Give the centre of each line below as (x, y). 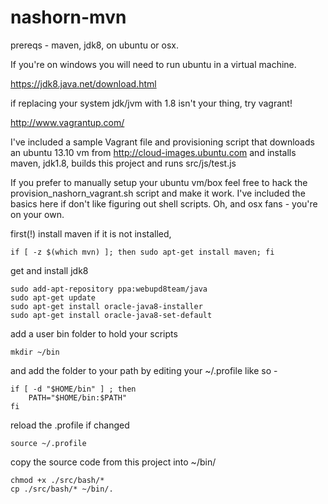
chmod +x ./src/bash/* (57, 480)
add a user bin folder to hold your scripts (94, 333)
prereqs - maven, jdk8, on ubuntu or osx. (94, 45)
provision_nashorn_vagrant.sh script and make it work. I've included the (158, 193)
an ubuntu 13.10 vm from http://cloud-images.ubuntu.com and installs (153, 152)
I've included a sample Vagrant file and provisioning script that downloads (162, 142)
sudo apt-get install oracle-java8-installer (106, 306)
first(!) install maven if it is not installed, (91, 233)
